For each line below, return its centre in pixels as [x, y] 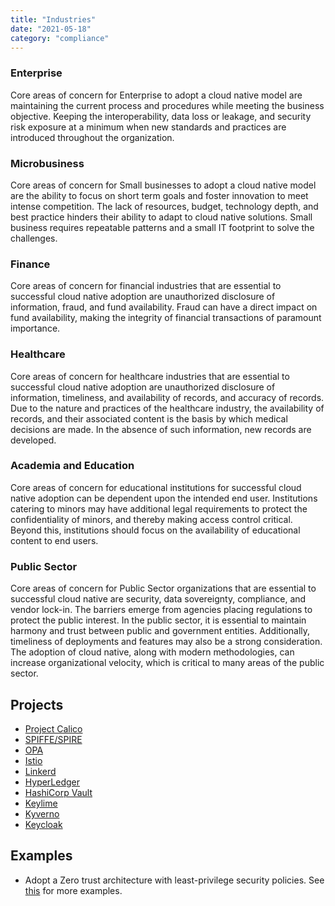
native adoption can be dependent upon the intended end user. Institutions [164, 498]
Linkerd [40, 771]
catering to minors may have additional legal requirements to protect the [159, 508]
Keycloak [43, 824]
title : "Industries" [53, 19]
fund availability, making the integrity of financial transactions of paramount [166, 318]
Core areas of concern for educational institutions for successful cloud [156, 487]
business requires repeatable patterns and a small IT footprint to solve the [162, 227]
